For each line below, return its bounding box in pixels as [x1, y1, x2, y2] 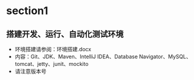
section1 [6, 4, 49, 18]
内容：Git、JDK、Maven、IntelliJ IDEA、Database [14, 53, 138, 60]
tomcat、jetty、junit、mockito [14, 61, 89, 67]
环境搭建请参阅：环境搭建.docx [14, 46, 92, 52]
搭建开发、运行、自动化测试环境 [6, 29, 124, 39]
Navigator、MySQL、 [139, 53, 192, 60]
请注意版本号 [14, 68, 46, 75]
